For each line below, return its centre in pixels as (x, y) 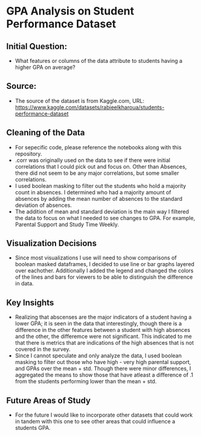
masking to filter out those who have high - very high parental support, (103, 362)
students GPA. (33, 428)
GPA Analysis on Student (70, 11)
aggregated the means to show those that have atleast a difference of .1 (104, 375)
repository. (28, 154)
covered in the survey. (43, 350)
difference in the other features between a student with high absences (103, 330)
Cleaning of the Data (46, 133)
